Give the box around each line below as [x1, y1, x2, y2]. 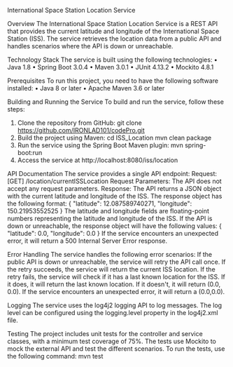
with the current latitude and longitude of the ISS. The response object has [7, 192, 223, 200]
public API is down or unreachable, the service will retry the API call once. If [7, 258, 226, 266]
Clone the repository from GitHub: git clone [17, 119, 142, 127]
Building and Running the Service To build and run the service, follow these [7, 98, 224, 106]
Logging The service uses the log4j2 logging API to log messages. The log [7, 301, 223, 309]
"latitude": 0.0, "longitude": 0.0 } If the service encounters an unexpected [7, 229, 219, 237]
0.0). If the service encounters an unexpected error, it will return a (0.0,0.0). [7, 288, 225, 295]
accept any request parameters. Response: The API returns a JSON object [7, 185, 222, 192]
